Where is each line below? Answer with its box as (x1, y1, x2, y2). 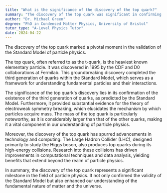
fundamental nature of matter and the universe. (5, 183, 103, 189)
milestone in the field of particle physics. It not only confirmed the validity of (5, 173, 162, 178)
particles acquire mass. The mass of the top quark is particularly (5, 111, 138, 117)
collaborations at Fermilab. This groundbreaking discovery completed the (5, 70, 156, 75)
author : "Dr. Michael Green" (5, 16, 66, 21)
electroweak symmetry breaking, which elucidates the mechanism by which (5, 105, 161, 111)
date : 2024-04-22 (5, 30, 41, 35)
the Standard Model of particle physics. (5, 49, 86, 55)
